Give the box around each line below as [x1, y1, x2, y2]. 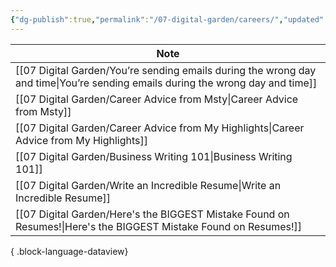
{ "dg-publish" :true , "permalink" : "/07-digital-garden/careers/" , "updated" [10, 14, 325, 25]
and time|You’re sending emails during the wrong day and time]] [15, 76, 318, 90]
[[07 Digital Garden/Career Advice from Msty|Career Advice [15, 92, 299, 106]
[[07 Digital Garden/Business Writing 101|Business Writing [15, 149, 293, 163]
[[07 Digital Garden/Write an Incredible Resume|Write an [15, 178, 282, 192]
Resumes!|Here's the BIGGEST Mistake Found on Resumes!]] [15, 219, 303, 233]
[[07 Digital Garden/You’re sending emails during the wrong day [15, 63, 317, 77]
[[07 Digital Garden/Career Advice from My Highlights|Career [15, 121, 305, 135]
